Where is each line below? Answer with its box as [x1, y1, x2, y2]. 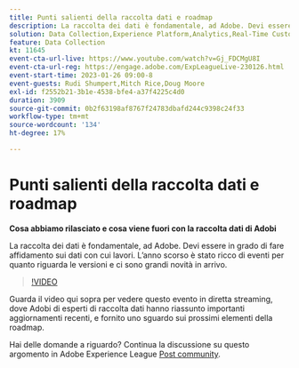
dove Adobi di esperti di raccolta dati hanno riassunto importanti [9, 303, 245, 314]
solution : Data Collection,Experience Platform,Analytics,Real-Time [9, 29, 269, 38]
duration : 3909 [9, 95, 66, 105]
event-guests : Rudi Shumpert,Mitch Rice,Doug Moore [9, 79, 205, 88]
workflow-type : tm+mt [9, 112, 90, 121]
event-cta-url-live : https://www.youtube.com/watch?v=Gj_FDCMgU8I [9, 54, 261, 63]
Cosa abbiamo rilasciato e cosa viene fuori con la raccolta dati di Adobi [9, 223, 278, 234]
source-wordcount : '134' [9, 121, 101, 130]
